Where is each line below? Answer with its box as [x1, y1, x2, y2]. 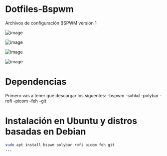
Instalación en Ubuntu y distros [5, 116, 138, 127]
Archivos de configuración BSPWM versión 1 [5, 20, 97, 26]
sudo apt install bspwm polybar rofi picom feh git [5, 142, 115, 148]
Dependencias [5, 76, 67, 88]
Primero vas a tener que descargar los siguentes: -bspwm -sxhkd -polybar [5, 92, 159, 98]
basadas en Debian [5, 126, 86, 138]
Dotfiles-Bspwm [5, 3, 74, 15]
